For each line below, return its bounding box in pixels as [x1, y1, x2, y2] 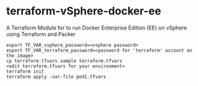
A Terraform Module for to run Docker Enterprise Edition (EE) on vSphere [6, 24, 187, 31]
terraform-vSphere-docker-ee [6, 4, 161, 18]
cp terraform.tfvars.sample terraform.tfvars [6, 58, 122, 64]
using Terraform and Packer [6, 30, 76, 37]
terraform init [6, 68, 45, 75]
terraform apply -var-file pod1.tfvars [6, 73, 107, 79]
